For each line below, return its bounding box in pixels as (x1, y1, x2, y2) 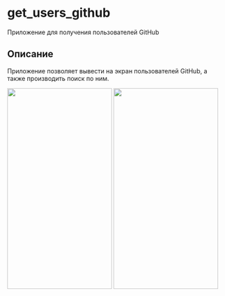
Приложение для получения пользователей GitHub (7, 28, 160, 36)
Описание (7, 48, 54, 60)
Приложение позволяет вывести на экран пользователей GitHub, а (7, 66, 208, 75)
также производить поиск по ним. (7, 74, 109, 82)
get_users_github (7, 5, 111, 21)
